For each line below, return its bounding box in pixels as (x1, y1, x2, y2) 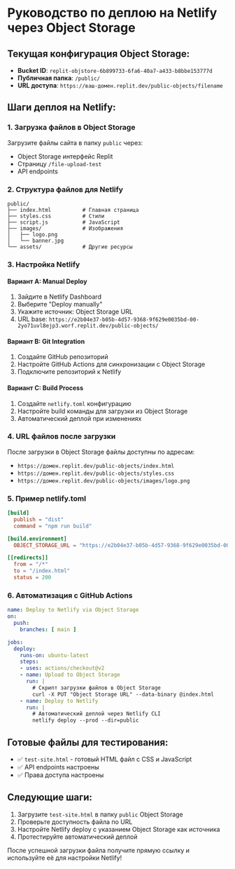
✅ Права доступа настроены (17, 770, 104, 779)
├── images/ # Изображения (7, 224, 124, 232)
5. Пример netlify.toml (7, 493, 86, 503)
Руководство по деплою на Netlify (7, 5, 218, 21)
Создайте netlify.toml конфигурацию (17, 399, 131, 407)
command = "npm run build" (13, 523, 92, 530)
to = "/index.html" (13, 567, 71, 574)
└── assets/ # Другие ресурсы (7, 243, 133, 250)
